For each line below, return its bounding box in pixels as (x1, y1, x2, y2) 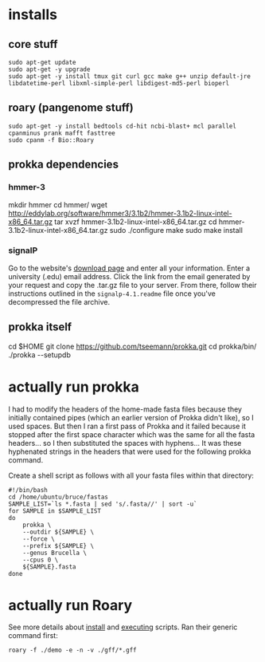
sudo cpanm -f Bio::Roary (8, 136, 94, 144)
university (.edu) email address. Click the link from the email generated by (8, 271, 251, 281)
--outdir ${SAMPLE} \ (22, 528, 94, 536)
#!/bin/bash (8, 486, 48, 494)
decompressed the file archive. (8, 297, 110, 306)
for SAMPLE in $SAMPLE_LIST (8, 506, 102, 515)
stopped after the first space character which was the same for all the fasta (8, 429, 255, 439)
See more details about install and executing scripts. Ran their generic (8, 622, 238, 632)
